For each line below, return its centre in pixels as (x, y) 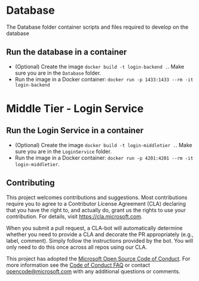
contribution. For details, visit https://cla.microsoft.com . (74, 216)
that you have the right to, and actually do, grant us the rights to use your (96, 210)
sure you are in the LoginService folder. (63, 151)
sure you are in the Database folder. (58, 73)
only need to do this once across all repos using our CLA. (77, 247)
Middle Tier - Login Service (75, 109)
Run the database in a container (67, 52)
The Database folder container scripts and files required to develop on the (97, 27)
